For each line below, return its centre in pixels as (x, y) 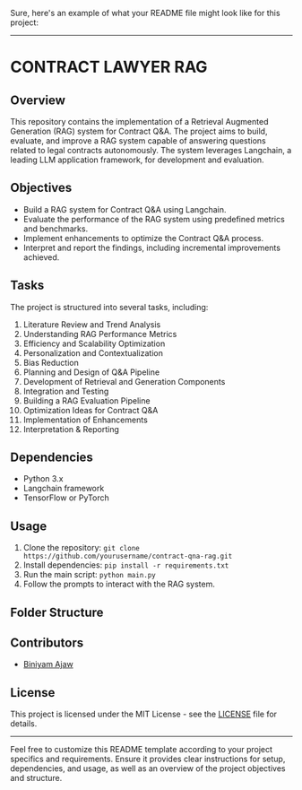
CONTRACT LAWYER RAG (109, 67)
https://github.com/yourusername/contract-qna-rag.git (128, 556)
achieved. (41, 257)
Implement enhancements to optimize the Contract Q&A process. (143, 238)
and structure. (36, 778)
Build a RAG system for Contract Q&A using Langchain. (125, 209)
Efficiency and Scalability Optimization (94, 343)
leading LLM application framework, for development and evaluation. (137, 160)
